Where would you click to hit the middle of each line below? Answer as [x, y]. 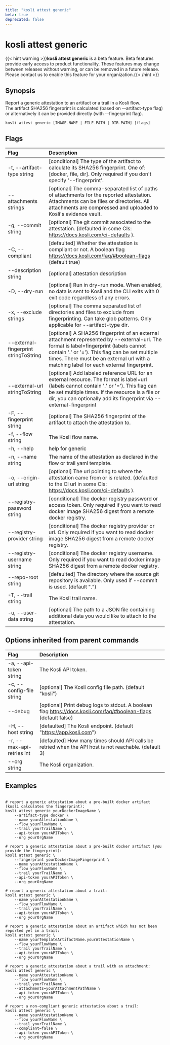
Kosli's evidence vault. [75, 214]
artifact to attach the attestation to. [90, 423]
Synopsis [20, 91]
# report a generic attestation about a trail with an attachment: [78, 966]
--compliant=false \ [36, 1028]
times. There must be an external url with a [99, 358]
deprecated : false [25, 19]
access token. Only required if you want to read [105, 505]
